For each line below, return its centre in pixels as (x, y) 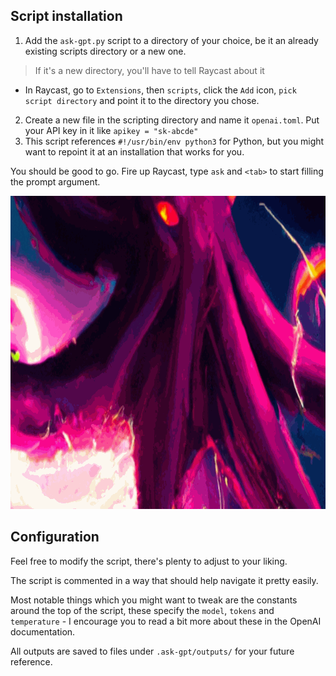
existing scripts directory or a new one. (105, 51)
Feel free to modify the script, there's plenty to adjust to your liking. (149, 561)
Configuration (55, 537)
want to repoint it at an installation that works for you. (134, 151)
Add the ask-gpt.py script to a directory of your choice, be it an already (171, 40)
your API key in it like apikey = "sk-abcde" (111, 130)
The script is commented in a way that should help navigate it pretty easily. (164, 580)
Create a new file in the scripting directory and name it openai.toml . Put (172, 120)
